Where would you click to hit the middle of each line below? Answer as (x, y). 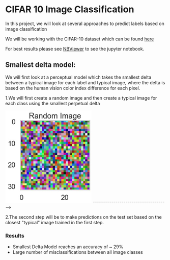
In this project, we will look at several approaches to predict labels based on (85, 23)
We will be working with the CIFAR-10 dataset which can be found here (80, 39)
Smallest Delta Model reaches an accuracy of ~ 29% (68, 247)
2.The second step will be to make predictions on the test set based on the (83, 217)
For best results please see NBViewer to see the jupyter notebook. (75, 49)
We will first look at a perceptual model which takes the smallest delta (78, 77)
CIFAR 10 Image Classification (70, 9)
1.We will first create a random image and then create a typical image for (81, 98)
